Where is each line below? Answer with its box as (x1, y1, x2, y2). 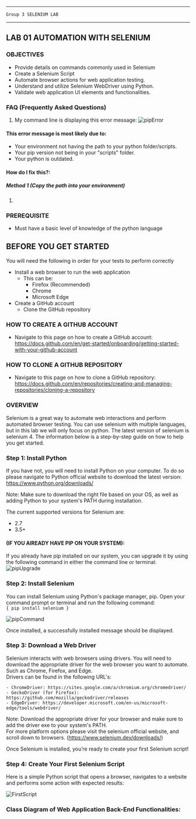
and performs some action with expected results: (6, 779, 124, 787)
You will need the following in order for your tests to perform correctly (6, 257, 174, 264)
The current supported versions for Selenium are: (6, 508, 125, 515)
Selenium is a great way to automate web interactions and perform (6, 414, 166, 421)
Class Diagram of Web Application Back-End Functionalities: (6, 806, 181, 814)
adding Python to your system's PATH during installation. (6, 497, 143, 504)
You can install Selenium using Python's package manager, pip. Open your (6, 593, 185, 600)
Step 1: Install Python (6, 454, 67, 462)
